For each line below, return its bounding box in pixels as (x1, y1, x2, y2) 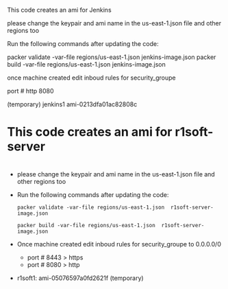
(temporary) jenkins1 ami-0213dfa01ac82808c (7, 100, 138, 108)
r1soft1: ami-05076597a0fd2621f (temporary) (16, 274, 144, 282)
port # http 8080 (7, 87, 54, 95)
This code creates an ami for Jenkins (7, 6, 112, 14)
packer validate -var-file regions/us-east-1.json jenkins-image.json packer (7, 53, 216, 61)
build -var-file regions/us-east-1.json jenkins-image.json (7, 60, 166, 68)
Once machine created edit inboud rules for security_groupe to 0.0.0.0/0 (16, 240, 221, 248)
